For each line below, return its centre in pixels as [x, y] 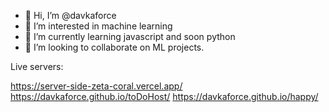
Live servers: [37, 66]
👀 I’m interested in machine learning [98, 26]
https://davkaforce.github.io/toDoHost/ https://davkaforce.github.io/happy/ [164, 96]
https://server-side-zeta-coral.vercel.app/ [96, 86]
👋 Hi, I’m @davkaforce [70, 15]
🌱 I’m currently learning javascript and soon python [130, 36]
